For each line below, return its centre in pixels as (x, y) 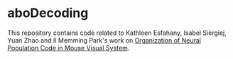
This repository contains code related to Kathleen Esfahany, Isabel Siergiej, (117, 33)
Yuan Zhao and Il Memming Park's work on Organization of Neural (104, 40)
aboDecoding (48, 13)
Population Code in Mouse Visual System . (69, 48)
